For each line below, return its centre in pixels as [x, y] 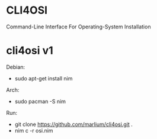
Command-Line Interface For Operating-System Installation [78, 27]
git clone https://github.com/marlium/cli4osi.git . [73, 124]
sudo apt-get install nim [44, 78]
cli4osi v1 [30, 51]
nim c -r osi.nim [34, 130]
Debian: [16, 67]
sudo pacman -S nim [40, 101]
